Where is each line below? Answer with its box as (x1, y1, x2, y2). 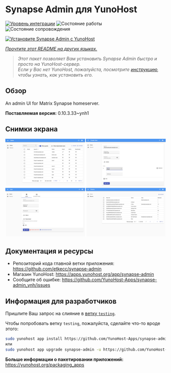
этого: (5, 326, 19, 332)
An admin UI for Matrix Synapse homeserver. (5, 100, 100, 106)
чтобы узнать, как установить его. (17, 71, 93, 78)
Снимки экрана (5, 125, 58, 134)
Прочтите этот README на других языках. (5, 45, 98, 52)
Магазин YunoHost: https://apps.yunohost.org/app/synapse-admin (12, 271, 154, 278)
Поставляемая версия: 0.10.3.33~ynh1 (5, 110, 89, 116)
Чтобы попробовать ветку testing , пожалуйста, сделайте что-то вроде (5, 320, 160, 327)
